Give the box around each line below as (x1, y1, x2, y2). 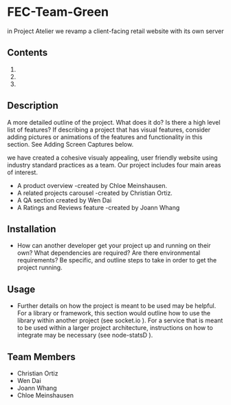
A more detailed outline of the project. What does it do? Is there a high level (7, 118, 221, 126)
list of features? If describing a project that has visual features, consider (7, 125, 211, 134)
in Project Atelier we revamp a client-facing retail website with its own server (7, 27, 224, 35)
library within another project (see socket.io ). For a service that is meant (16, 316, 223, 324)
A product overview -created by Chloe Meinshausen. (16, 181, 168, 189)
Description (7, 100, 58, 112)
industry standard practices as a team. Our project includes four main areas (7, 160, 221, 169)
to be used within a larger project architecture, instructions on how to (16, 324, 213, 332)
